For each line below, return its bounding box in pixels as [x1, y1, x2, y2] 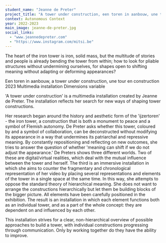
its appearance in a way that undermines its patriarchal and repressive [5, 134, 148, 139]
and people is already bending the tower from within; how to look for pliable [5, 58, 159, 64]
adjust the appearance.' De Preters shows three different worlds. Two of [5, 149, 152, 155]
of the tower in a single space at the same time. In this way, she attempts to [5, 175, 159, 181]
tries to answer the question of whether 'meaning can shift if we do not [5, 144, 150, 150]
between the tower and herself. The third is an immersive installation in [5, 160, 149, 166]
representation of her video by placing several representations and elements [5, 171, 161, 176]
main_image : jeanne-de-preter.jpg [5, 26, 77, 31]
